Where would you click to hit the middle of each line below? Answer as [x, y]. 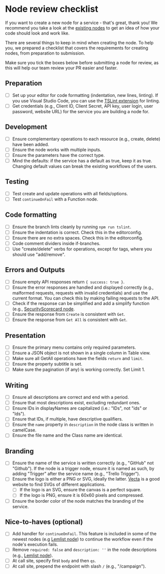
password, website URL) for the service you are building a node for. [81, 111]
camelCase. [24, 430]
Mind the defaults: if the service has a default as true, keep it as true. [82, 160]
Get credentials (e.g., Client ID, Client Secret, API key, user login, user [83, 106]
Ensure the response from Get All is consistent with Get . [70, 320]
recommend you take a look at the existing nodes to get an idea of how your [82, 28]
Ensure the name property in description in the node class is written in [83, 424]
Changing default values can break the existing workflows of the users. [84, 166]
